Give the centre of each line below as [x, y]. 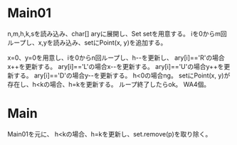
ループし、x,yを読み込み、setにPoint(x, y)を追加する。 [87, 42]
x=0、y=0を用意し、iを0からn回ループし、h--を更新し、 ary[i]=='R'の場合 [116, 58]
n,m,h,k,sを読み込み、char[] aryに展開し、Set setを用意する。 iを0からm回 [117, 33]
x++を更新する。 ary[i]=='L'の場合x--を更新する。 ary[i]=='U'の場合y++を [116, 66]
